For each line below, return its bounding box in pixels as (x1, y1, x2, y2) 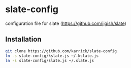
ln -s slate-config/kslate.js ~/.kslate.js (5, 53, 99, 58)
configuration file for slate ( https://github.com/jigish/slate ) (5, 20, 127, 26)
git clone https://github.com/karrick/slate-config (5, 48, 117, 54)
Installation (5, 35, 42, 44)
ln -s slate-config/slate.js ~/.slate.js (5, 58, 94, 63)
